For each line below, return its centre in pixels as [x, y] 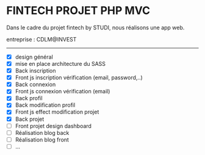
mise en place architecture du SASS [60, 64]
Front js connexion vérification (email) [63, 92]
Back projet [30, 119]
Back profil [29, 98]
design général [34, 57]
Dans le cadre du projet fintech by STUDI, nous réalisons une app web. [95, 27]
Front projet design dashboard [53, 126]
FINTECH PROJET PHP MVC [78, 11]
